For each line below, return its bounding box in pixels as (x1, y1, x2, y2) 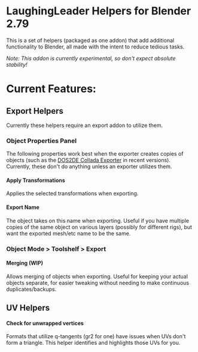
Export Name (6, 204, 40, 211)
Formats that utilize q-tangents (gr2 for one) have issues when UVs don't (6, 333, 186, 340)
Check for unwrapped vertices (6, 319, 84, 327)
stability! (6, 61, 28, 68)
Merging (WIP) (6, 259, 44, 267)
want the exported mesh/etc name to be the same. (6, 229, 131, 237)
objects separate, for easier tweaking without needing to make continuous (6, 279, 190, 286)
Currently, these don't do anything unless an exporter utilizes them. (6, 163, 172, 170)
